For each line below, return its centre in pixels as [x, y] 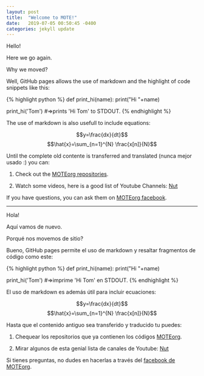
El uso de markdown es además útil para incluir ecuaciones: [81, 292]
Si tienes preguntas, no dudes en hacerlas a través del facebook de [91, 360]
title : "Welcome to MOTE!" [42, 18]
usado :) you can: [28, 163]
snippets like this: [28, 88]
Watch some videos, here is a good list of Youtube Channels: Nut [96, 186]
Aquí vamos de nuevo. [34, 227]
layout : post [23, 12]
